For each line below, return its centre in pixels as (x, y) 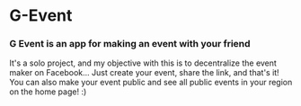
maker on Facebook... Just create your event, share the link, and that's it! (145, 73)
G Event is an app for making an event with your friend (130, 44)
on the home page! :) (48, 92)
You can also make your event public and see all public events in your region (151, 83)
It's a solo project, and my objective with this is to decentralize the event (143, 63)
